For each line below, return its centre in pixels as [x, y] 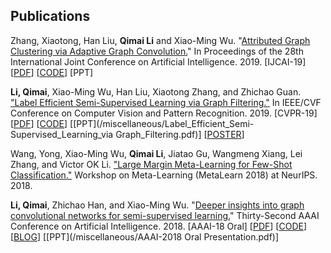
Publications [50, 16]
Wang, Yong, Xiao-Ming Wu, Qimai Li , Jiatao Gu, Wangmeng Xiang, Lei [156, 153]
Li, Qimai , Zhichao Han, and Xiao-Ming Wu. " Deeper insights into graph [157, 205]
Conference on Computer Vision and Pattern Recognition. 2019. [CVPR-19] [164, 113]
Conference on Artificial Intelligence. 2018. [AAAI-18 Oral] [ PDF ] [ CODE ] [159, 226]
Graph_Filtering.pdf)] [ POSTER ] [180, 134]
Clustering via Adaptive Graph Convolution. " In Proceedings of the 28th [157, 51]
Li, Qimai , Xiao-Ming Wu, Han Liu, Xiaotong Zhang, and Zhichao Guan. [156, 91]
